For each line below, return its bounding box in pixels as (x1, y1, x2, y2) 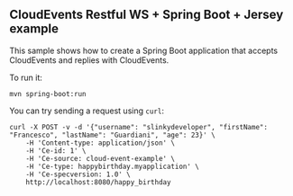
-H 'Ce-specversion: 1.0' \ (25, 170, 131, 179)
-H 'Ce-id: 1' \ (25, 146, 87, 156)
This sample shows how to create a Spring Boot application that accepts (9, 45, 278, 56)
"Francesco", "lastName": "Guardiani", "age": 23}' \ (9, 130, 216, 139)
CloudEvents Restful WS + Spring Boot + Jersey (9, 7, 284, 22)
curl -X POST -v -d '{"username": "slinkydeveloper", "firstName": (9, 122, 269, 131)
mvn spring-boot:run (9, 89, 87, 98)
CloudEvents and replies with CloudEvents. (9, 54, 169, 66)
